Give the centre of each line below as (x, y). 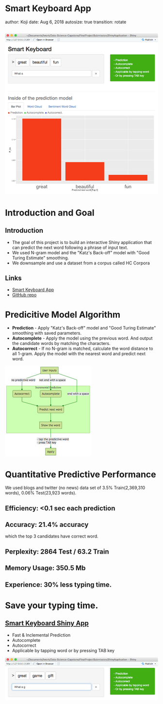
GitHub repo (24, 295)
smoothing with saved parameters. (47, 333)
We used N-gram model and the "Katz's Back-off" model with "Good (81, 252)
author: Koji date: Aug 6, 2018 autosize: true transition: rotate (66, 22)
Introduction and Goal (50, 213)
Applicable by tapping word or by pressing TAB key (63, 650)
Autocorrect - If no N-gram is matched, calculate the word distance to (82, 349)
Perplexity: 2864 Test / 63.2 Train (57, 551)
